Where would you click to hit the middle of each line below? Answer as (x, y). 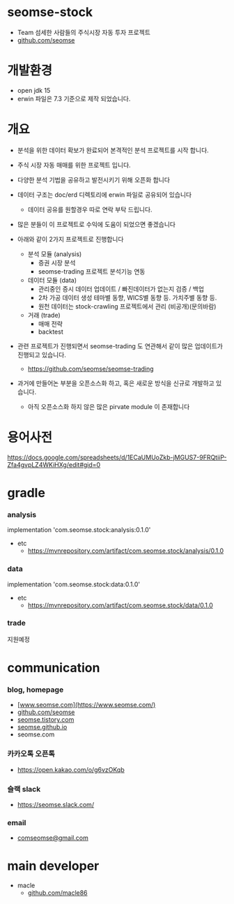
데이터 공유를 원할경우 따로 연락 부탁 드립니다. (90, 209)
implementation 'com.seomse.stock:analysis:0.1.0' (79, 530)
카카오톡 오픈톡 (31, 754)
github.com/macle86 (58, 893)
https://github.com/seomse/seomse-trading (91, 369)
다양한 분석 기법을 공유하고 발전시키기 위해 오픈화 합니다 (94, 179)
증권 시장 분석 (57, 262)
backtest (51, 332)
